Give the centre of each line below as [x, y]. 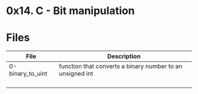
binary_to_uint [28, 73]
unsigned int [76, 73]
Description [124, 56]
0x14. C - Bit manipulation [70, 11]
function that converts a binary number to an [121, 66]
